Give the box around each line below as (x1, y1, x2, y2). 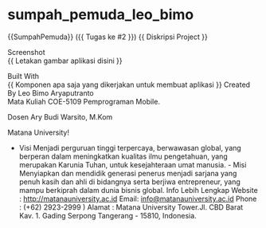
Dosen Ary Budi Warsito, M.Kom (7, 112, 113, 121)
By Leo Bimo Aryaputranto (7, 88, 95, 97)
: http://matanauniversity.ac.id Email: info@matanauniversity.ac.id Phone (18, 194, 257, 203)
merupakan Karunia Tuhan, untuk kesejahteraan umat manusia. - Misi (18, 159, 247, 169)
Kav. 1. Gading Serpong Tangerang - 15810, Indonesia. (18, 210, 197, 220)
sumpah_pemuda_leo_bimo (7, 6, 194, 24)
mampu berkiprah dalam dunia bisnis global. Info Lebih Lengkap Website (18, 185, 258, 195)
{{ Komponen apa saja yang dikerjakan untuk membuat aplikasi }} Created (7, 80, 251, 89)
